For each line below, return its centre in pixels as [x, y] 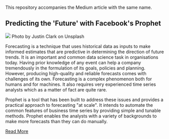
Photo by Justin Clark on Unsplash [48, 36]
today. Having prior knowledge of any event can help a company [73, 62]
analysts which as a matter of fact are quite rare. [56, 89]
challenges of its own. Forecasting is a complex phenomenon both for [79, 79]
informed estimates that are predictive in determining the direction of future [85, 52]
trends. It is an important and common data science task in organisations [82, 57]
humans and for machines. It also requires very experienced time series [81, 84]
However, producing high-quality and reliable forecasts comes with [76, 73]
